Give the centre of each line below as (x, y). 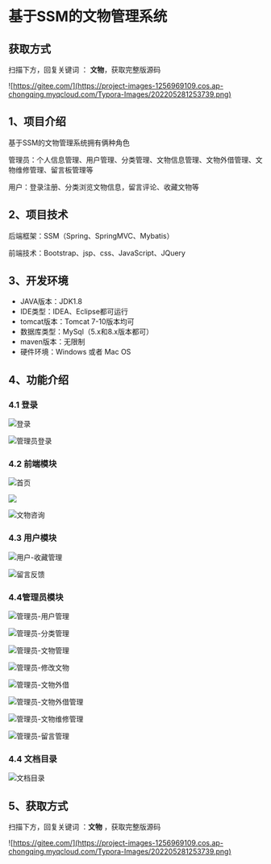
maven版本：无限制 (52, 342)
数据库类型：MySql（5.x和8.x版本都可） (86, 332)
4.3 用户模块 (33, 538)
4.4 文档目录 (33, 758)
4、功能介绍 (39, 380)
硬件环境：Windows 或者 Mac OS (75, 352)
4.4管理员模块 (36, 597)
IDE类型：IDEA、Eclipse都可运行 (74, 312)
